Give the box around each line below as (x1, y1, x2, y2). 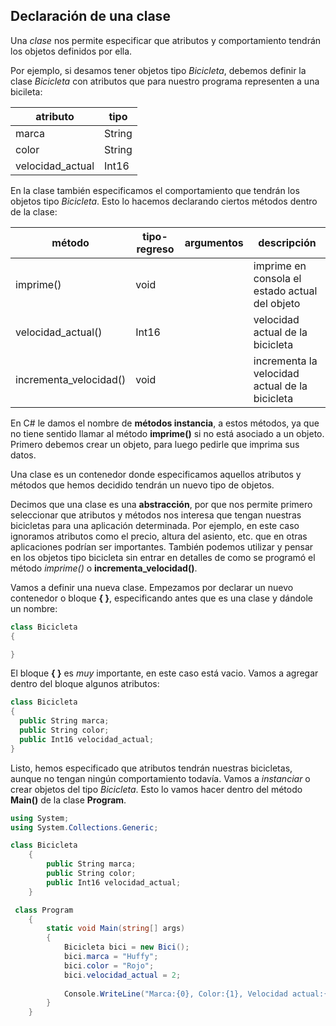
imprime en (253, 259, 307, 273)
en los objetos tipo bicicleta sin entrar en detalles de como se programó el (10, 551, 316, 563)
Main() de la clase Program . (10, 794, 127, 806)
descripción (258, 235, 317, 249)
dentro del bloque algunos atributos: (10, 678, 160, 690)
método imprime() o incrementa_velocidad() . (10, 562, 198, 574)
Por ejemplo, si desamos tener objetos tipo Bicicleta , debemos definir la (10, 64, 307, 76)
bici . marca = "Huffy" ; (63, 952, 159, 962)
